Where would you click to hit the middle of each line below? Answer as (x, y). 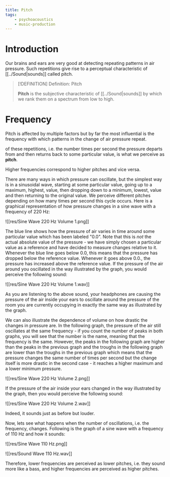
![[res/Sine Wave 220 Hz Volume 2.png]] (48, 379)
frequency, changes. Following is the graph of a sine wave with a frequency (84, 429)
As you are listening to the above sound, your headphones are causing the (83, 294)
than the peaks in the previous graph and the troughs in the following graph (84, 347)
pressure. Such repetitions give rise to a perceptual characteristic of (76, 69)
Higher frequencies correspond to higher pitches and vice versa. (73, 169)
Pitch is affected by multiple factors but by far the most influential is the (80, 134)
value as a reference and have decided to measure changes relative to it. (81, 248)
